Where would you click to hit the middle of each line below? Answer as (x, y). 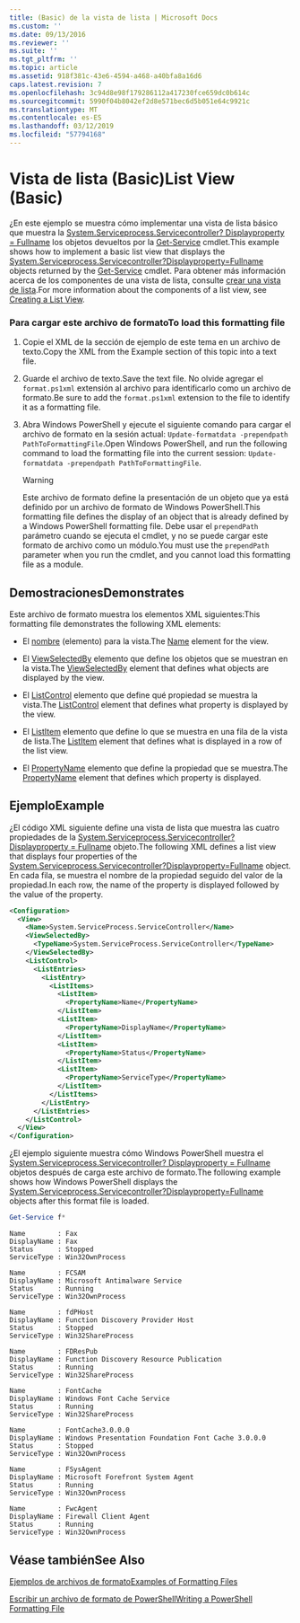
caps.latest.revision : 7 (56, 84)
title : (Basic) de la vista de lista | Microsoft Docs (114, 18)
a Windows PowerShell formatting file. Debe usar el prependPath (140, 526)
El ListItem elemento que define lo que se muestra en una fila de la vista (155, 731)
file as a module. (52, 565)
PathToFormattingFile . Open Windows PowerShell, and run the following (154, 444)
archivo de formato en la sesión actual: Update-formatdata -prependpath (155, 434)
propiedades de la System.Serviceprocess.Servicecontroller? (122, 837)
